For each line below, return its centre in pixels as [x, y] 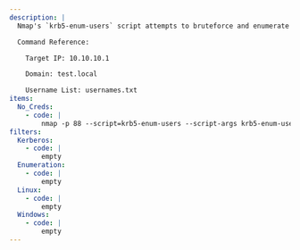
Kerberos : [35, 140]
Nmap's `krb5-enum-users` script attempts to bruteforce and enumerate [154, 26]
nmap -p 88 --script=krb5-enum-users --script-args [140, 123]
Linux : [29, 190]
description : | [37, 17]
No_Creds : [35, 107]
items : [21, 99]
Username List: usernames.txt [82, 90]
